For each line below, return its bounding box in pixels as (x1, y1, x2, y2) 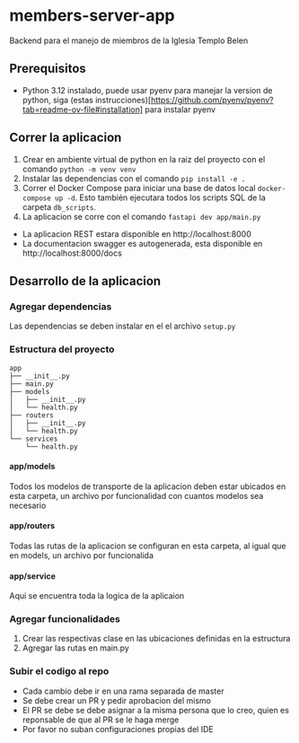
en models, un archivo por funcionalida (9, 549, 154, 561)
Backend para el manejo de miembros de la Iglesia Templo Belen (9, 35, 249, 46)
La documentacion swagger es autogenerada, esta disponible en (22, 238, 263, 249)
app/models (9, 461, 56, 472)
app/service (9, 571, 57, 581)
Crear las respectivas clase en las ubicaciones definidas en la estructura (22, 634, 291, 644)
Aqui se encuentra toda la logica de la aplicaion (9, 590, 185, 601)
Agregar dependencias (9, 300, 112, 312)
